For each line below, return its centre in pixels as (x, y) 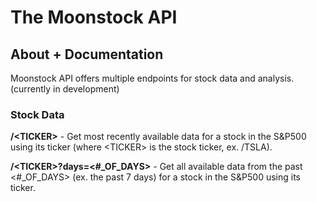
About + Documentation (87, 54)
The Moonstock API (94, 17)
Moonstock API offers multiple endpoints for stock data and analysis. (152, 78)
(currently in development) (65, 89)
